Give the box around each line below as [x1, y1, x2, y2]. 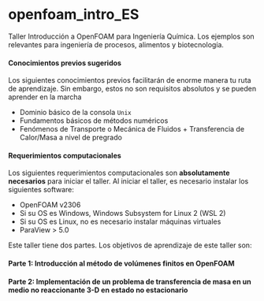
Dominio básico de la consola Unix [19, 108, 132, 117]
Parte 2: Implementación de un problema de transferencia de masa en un [8, 277, 251, 286]
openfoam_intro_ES [8, 6, 139, 24]
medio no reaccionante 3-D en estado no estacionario [8, 285, 188, 295]
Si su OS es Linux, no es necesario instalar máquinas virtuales [19, 217, 221, 226]
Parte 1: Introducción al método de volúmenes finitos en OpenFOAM [8, 258, 235, 268]
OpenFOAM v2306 [19, 200, 81, 210]
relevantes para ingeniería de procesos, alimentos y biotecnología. [8, 39, 225, 49]
